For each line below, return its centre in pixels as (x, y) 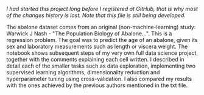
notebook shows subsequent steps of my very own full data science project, (102, 53)
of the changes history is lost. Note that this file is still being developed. (96, 15)
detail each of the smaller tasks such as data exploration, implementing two (101, 66)
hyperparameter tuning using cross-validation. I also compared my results (99, 79)
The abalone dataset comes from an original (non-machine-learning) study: (101, 27)
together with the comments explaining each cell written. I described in (95, 59)
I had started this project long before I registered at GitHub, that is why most (102, 9)
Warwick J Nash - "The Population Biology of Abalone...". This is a (89, 33)
